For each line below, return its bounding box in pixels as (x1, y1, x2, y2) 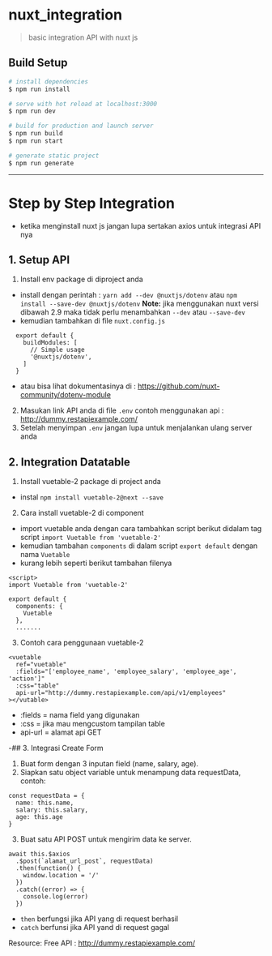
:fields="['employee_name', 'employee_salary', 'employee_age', (15, 667, 237, 676)
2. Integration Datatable (8, 455, 131, 469)
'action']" (8, 675, 45, 683)
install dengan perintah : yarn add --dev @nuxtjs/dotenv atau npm (19, 290, 237, 300)
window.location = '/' (23, 872, 100, 880)
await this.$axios (8, 850, 70, 859)
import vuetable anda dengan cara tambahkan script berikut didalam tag (19, 524, 262, 534)
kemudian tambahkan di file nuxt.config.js (19, 316, 166, 326)
